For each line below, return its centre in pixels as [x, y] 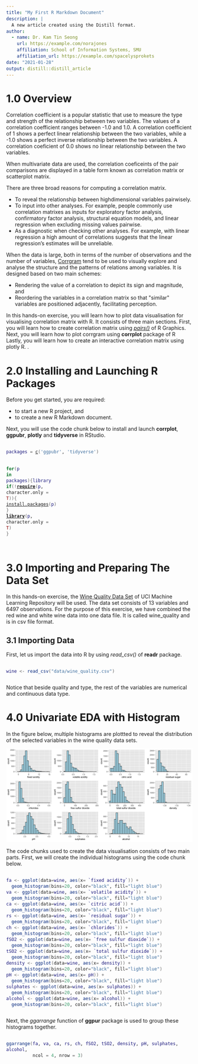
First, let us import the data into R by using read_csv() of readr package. [94, 655]
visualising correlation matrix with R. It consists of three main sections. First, [99, 322]
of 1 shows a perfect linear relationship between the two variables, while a [96, 134]
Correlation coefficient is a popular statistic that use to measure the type [94, 115]
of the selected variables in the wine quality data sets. [72, 740]
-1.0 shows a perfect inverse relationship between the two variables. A [92, 140]
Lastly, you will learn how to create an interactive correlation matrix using [95, 340]
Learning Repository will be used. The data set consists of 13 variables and [97, 603]
